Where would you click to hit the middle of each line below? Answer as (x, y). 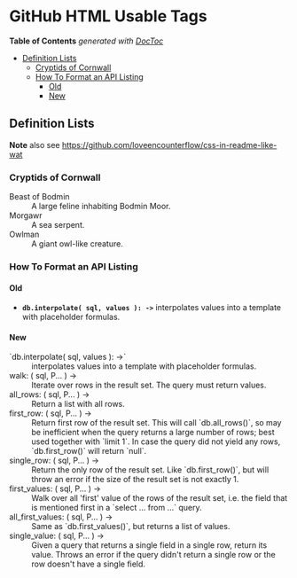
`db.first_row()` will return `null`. (89, 451)
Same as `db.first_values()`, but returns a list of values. (131, 527)
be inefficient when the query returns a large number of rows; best (153, 433)
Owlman (24, 234)
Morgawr (26, 215)
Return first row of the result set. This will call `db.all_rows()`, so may (156, 423)
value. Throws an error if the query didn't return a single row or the (154, 555)
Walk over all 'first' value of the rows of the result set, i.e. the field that (160, 498)
